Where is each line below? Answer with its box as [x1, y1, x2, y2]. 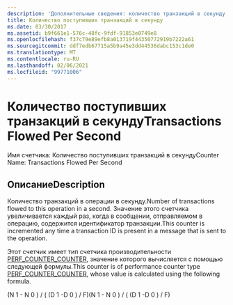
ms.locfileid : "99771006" [7, 68, 82, 75]
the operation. [7, 234, 47, 242]
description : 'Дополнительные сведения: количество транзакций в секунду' [7, 10, 229, 17]
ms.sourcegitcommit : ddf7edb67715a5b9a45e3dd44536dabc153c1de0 [7, 42, 195, 49]
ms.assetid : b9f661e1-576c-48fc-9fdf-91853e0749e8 [7, 29, 157, 37]
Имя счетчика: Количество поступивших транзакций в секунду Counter [7, 151, 219, 159]
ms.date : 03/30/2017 [7, 23, 67, 30]
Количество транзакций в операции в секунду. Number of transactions [7, 197, 215, 205]
